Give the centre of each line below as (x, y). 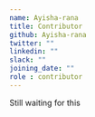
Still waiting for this (45, 102)
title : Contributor (46, 26)
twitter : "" (32, 43)
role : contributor (46, 77)
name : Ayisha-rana (44, 18)
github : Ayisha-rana (48, 34)
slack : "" (28, 60)
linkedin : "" (34, 52)
